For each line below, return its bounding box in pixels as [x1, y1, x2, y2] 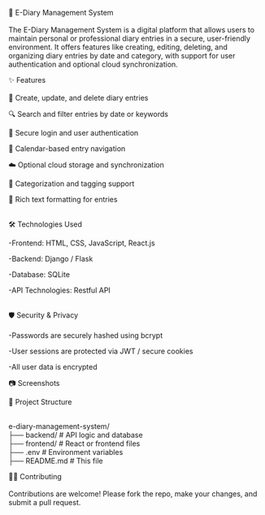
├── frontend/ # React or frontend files [8, 439, 141, 448]
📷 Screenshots [8, 379, 60, 387]
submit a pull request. [8, 498, 81, 507]
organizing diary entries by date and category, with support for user [8, 51, 236, 60]
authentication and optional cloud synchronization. [8, 59, 179, 69]
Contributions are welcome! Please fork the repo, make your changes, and [8, 489, 258, 499]
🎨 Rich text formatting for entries [8, 195, 118, 204]
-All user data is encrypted [8, 362, 98, 371]
